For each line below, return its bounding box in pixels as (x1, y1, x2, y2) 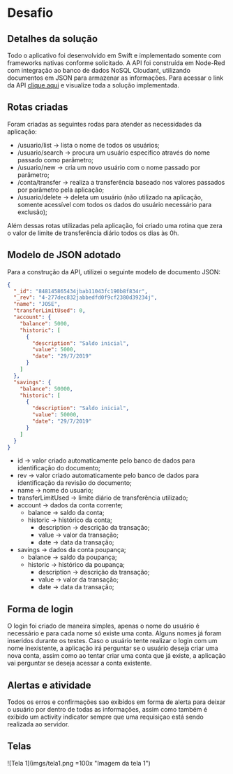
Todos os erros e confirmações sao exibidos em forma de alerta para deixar (7, 698, 225, 706)
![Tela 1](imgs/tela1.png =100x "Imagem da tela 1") (7, 759, 151, 767)
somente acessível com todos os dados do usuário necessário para (17, 200, 212, 209)
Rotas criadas (7, 101, 68, 113)
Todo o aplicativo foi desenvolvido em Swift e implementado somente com (7, 51, 222, 59)
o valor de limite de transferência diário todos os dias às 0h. (7, 229, 179, 237)
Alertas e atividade (7, 679, 92, 691)
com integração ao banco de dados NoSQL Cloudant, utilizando (7, 66, 190, 74)
